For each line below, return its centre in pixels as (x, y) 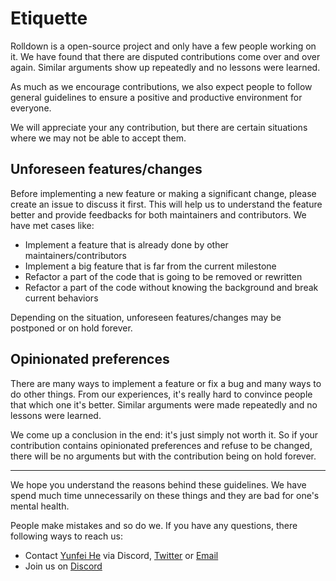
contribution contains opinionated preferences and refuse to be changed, (161, 445)
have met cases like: (52, 225)
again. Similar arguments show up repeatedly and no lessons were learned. (165, 67)
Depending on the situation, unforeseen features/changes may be (146, 317)
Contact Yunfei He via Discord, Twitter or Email (121, 555)
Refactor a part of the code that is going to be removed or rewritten (163, 276)
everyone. (31, 108)
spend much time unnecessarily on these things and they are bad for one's (165, 495)
